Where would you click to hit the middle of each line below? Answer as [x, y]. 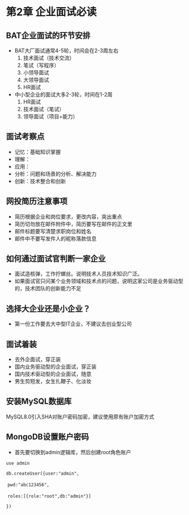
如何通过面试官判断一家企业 [56, 259]
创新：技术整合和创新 [40, 181]
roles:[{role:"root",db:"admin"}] [49, 496]
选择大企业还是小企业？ [48, 309]
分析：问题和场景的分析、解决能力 [55, 174]
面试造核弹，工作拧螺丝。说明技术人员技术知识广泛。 [78, 274]
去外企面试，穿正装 [38, 359]
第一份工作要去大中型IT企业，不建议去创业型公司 [73, 324]
